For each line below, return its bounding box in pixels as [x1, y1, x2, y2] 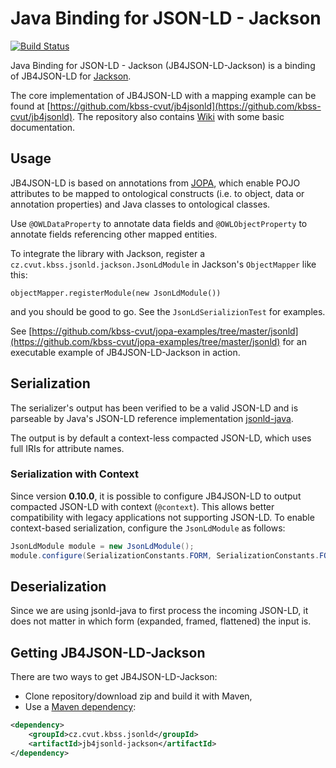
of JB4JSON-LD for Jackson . [10, 70, 132, 82]
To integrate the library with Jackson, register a [10, 247, 205, 259]
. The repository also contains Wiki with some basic [72, 110, 285, 122]
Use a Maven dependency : [24, 701, 137, 713]
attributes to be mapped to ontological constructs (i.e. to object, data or [10, 187, 305, 199]
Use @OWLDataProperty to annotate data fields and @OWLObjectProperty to [10, 217, 308, 229]
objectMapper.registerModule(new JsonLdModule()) [10, 288, 222, 298]
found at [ [10, 100, 51, 112]
